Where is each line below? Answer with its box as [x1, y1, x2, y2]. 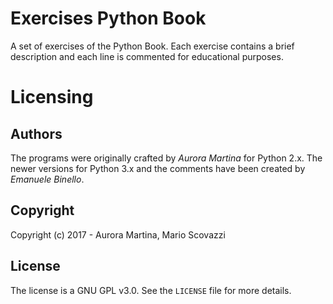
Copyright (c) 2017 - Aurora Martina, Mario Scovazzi [10, 228, 226, 241]
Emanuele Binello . [10, 173, 85, 185]
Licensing [10, 86, 94, 109]
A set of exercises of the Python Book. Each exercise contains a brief [10, 40, 295, 52]
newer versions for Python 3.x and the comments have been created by [10, 162, 306, 174]
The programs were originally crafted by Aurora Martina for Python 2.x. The [10, 152, 323, 164]
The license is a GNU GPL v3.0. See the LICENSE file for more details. [10, 284, 292, 296]
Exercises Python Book [10, 7, 207, 30]
